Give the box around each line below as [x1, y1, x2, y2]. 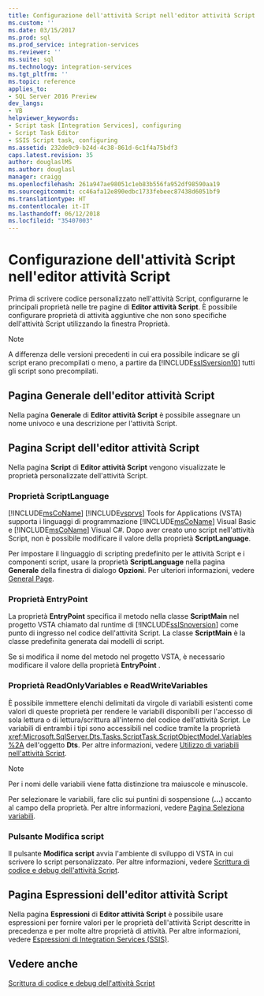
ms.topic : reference [8, 77, 76, 85]
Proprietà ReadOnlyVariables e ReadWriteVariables [8, 680, 209, 691]
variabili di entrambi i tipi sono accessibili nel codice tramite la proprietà [8, 723, 241, 732]
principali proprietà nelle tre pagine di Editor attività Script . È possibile [8, 302, 238, 312]
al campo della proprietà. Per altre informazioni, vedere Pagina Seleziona [8, 803, 245, 812]
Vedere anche [8, 957, 79, 971]
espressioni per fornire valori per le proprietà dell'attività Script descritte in [8, 917, 251, 927]
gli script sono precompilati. [8, 366, 99, 376]
